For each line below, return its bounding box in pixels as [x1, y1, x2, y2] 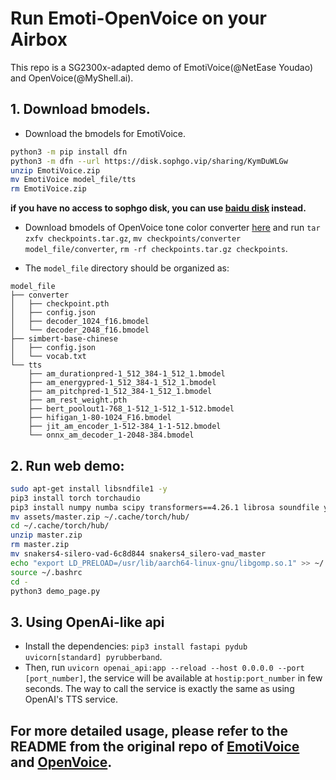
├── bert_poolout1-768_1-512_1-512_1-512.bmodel [28, 404, 235, 414]
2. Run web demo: [10, 457, 125, 474]
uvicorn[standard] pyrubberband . [24, 651, 163, 663]
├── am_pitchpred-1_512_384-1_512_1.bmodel [28, 387, 213, 397]
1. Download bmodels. [10, 101, 151, 118]
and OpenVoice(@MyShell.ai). [10, 72, 134, 84]
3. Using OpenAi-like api [10, 613, 165, 631]
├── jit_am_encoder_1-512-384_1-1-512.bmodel [28, 422, 222, 432]
